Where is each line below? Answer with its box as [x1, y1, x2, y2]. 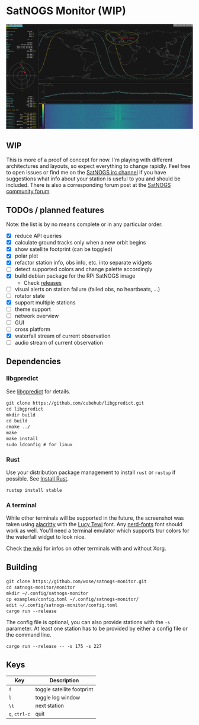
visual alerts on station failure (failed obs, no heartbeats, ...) [14, 285, 161, 292]
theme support [14, 306, 52, 313]
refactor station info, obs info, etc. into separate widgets [14, 259, 152, 266]
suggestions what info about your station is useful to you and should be [6, 175, 181, 182]
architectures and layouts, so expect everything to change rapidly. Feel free [6, 163, 191, 170]
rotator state [14, 292, 46, 299]
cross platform [14, 325, 50, 333]
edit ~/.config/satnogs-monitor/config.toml [6, 602, 118, 609]
